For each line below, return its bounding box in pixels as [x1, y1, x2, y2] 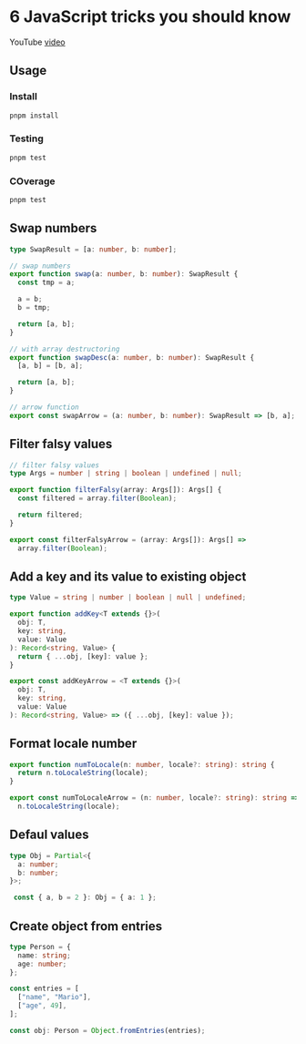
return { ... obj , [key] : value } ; [17, 651, 148, 661]
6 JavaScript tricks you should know [9, 6, 291, 27]
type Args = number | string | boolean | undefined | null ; [9, 469, 243, 478]
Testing [9, 132, 44, 145]
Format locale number [9, 736, 138, 752]
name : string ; [17, 950, 71, 960]
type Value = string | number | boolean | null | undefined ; [9, 593, 247, 602]
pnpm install [9, 111, 59, 120]
